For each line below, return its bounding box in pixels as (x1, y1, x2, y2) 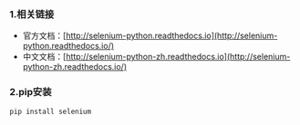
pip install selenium (9, 107, 92, 116)
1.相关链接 (9, 7, 55, 20)
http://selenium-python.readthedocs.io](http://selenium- (65, 30, 278, 42)
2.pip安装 (9, 86, 52, 99)
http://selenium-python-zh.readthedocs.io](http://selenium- (65, 52, 291, 62)
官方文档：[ (22, 30, 67, 42)
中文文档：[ (22, 52, 67, 62)
